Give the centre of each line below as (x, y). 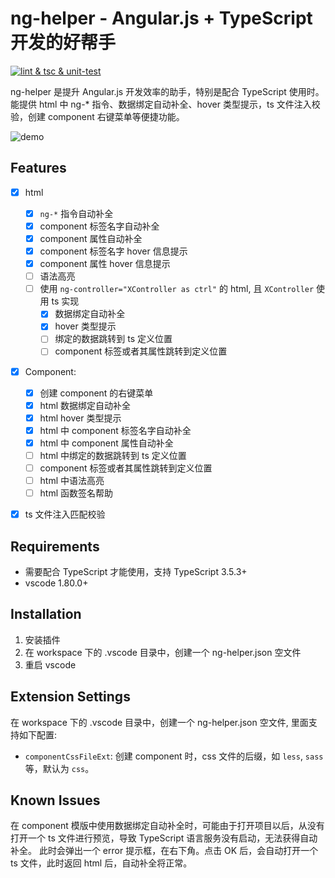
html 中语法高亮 (72, 480)
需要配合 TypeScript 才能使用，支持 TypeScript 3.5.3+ (136, 571)
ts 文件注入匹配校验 (65, 514)
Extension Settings (70, 697)
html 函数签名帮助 (76, 493)
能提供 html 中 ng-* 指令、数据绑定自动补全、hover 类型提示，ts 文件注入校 (165, 104)
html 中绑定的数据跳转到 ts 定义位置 (113, 455)
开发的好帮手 (63, 43)
